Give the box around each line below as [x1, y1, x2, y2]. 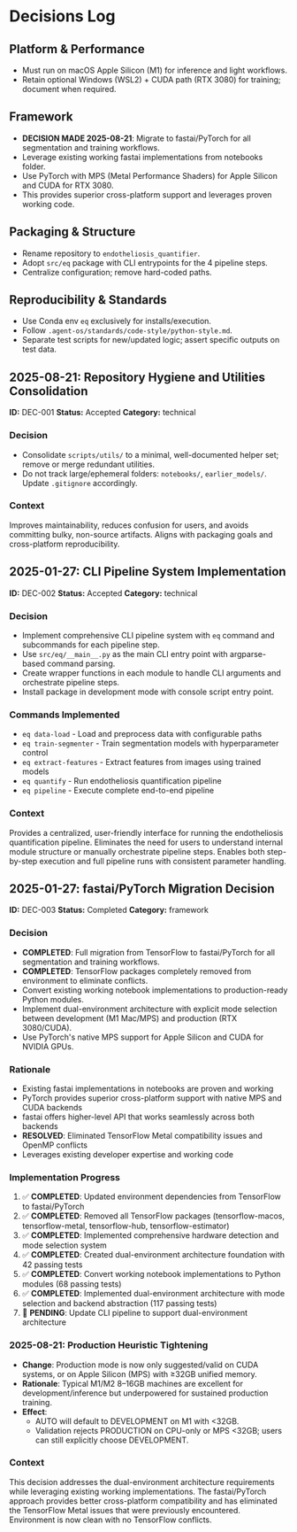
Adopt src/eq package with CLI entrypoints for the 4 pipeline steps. [21, 257, 268, 267]
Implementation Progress [9, 1171, 121, 1183]
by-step [9, 855, 38, 866]
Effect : [21, 1406, 48, 1417]
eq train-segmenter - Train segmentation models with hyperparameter [21, 738, 279, 749]
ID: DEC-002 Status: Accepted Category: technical [9, 587, 198, 599]
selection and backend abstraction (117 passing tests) [21, 1298, 217, 1309]
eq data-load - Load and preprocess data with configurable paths [21, 729, 263, 739]
